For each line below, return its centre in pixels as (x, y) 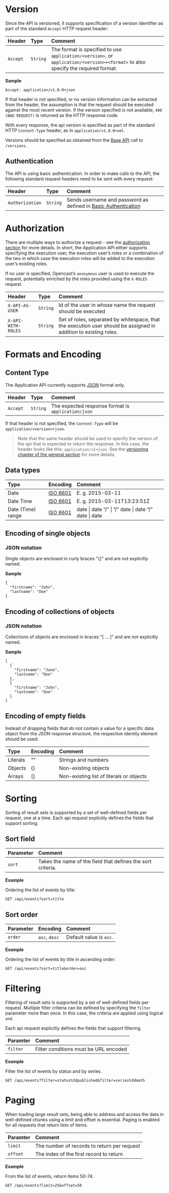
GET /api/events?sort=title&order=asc (46, 969)
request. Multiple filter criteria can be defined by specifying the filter (78, 1008)
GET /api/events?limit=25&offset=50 (44, 1185)
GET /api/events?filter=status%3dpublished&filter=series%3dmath (75, 1081)
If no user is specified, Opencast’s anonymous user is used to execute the (80, 273)
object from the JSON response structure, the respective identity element (81, 733)
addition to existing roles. (88, 332)
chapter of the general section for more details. (66, 454)
